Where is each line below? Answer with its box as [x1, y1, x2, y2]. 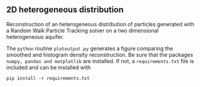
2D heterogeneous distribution [6, 5, 124, 15]
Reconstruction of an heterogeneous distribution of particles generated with [6, 20, 195, 27]
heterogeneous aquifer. [6, 33, 64, 41]
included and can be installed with [6, 64, 91, 71]
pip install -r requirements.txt [6, 75, 90, 81]
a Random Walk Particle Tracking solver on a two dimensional [6, 27, 159, 34]
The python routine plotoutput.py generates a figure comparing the [6, 45, 173, 52]
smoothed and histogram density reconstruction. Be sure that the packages [6, 51, 193, 58]
